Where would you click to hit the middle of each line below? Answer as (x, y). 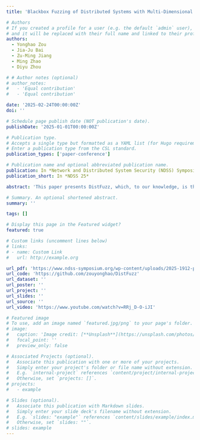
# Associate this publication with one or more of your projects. (93, 362)
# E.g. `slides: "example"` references (58, 417)
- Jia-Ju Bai (28, 50)
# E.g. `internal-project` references (57, 373)
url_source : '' (25, 302)
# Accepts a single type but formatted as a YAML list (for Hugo (89, 143)
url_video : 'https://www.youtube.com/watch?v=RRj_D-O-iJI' (81, 307)
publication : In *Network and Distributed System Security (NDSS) (90, 171)
